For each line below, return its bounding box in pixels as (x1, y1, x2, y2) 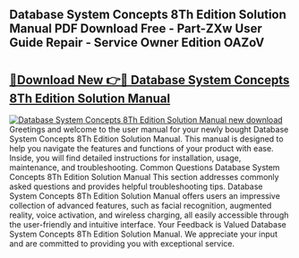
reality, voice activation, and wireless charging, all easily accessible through (9, 210, 289, 220)
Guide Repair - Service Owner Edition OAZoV (9, 35, 265, 50)
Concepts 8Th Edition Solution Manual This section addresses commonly (9, 172, 279, 182)
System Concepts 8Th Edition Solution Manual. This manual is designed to (9, 133, 284, 144)
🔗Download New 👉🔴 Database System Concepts (9, 72, 290, 88)
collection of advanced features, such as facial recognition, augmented (9, 201, 272, 211)
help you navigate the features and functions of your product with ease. (9, 143, 275, 153)
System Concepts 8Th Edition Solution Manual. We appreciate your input (9, 228, 278, 239)
